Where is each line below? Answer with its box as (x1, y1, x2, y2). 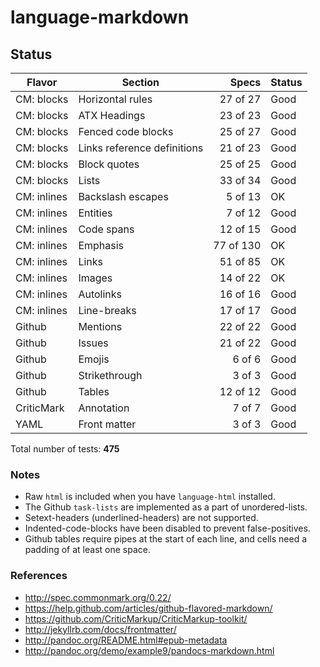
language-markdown (10, 6, 190, 29)
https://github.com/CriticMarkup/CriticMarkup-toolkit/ (24, 612, 248, 625)
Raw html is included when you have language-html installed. (24, 491, 276, 503)
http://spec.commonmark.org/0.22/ (24, 591, 172, 603)
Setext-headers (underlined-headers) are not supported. (24, 512, 259, 524)
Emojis (78, 352, 110, 366)
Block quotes (78, 157, 140, 171)
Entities (78, 206, 113, 220)
